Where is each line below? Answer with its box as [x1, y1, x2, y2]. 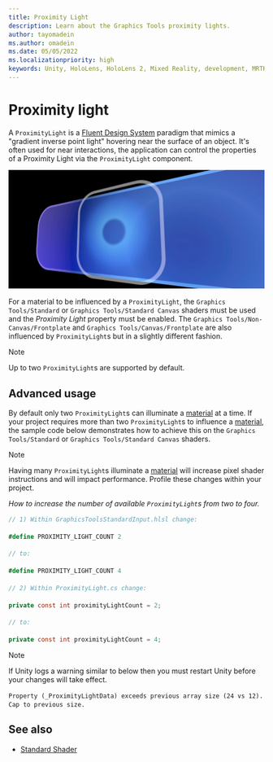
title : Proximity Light [8, 13, 89, 21]
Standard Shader [19, 744, 77, 754]
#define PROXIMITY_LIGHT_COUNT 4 [8, 567, 122, 576]
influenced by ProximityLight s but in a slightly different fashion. [8, 331, 223, 341]
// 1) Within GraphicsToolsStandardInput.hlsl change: [8, 515, 198, 523]
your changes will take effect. [8, 675, 107, 685]
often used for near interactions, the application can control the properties [8, 145, 257, 155]
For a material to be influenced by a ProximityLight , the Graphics [8, 297, 226, 307]
